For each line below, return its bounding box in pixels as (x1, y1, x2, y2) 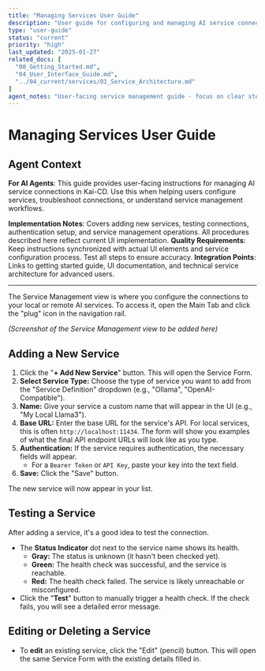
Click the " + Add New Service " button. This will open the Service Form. (19, 368, 252, 377)
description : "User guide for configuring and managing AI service (8, 19, 235, 27)
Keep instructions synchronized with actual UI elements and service (8, 244, 229, 253)
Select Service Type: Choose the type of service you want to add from (19, 377, 252, 386)
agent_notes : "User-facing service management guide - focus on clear (8, 92, 245, 100)
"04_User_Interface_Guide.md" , (15, 70, 118, 78)
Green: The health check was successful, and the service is (31, 560, 227, 569)
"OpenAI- (184, 384, 215, 395)
